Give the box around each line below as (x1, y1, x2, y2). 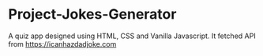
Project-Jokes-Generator (8, 5, 177, 23)
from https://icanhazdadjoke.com (8, 39, 117, 48)
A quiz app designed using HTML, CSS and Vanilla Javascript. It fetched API (8, 31, 256, 40)
